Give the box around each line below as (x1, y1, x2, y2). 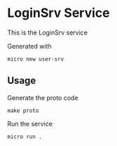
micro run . (7, 133, 42, 140)
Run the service (7, 119, 53, 128)
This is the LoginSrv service (7, 28, 88, 37)
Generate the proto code (7, 93, 78, 102)
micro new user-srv (7, 55, 64, 63)
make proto (7, 107, 39, 114)
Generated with (7, 42, 52, 50)
